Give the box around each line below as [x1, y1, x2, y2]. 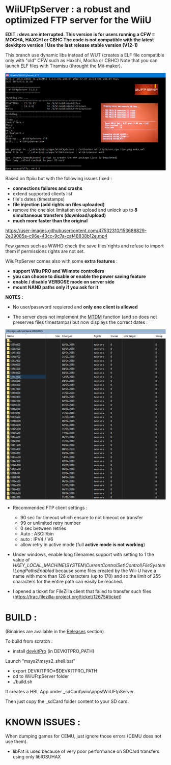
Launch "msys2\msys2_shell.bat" [5, 658, 75, 664]
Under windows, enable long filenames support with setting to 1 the [12, 551, 154, 558]
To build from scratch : [5, 638, 53, 644]
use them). [5, 739, 28, 745]
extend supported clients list [12, 190, 73, 196]
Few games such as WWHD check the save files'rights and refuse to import [5, 243, 164, 249]
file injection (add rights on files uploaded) [12, 201, 105, 207]
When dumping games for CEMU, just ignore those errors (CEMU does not [5, 733, 162, 739]
